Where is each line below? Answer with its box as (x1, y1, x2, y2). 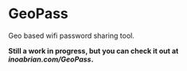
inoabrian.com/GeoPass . (8, 54, 94, 64)
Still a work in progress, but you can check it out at (8, 46, 179, 55)
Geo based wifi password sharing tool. (8, 31, 135, 40)
